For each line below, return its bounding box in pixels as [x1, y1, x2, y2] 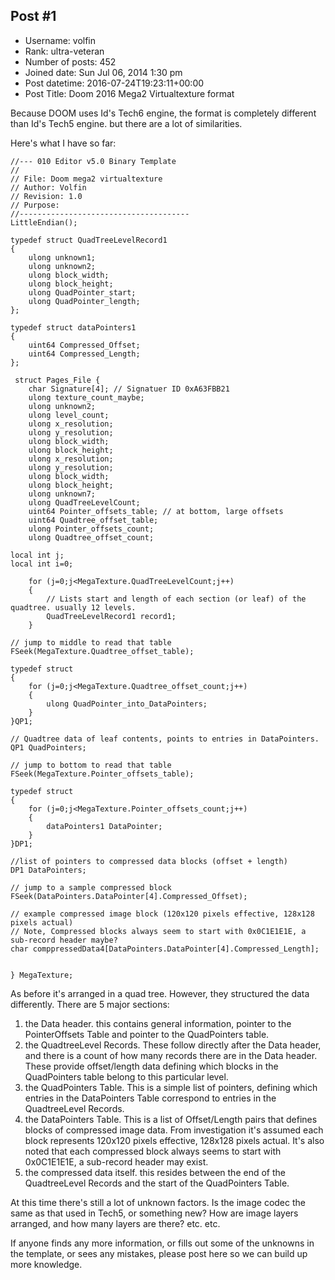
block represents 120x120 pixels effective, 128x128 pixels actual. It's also [24, 1134, 325, 1146]
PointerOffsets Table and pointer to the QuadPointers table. [24, 1028, 270, 1040]
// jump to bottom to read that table [10, 760, 172, 770]
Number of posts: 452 [24, 55, 117, 68]
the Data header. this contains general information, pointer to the [24, 1017, 292, 1029]
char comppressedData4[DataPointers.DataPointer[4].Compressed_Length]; [10, 944, 320, 954]
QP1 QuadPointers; [10, 742, 87, 753]
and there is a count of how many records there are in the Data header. [24, 1049, 318, 1061]
